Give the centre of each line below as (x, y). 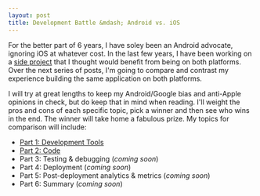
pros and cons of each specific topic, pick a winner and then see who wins (129, 110)
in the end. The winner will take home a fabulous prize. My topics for (119, 118)
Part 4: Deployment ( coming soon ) (75, 167)
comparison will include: (47, 127)
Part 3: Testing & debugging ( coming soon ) (89, 158)
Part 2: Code (40, 151)
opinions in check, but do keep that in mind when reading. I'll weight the (124, 102)
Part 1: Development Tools (61, 142)
